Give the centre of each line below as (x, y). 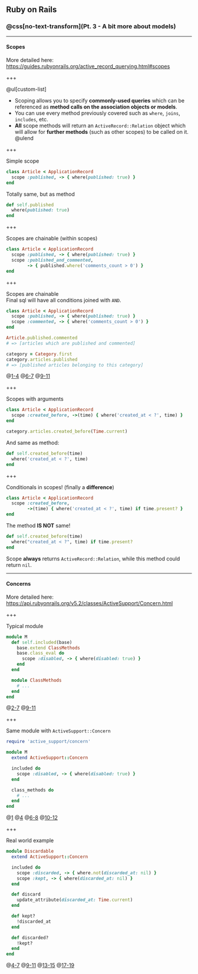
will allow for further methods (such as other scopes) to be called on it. (101, 131)
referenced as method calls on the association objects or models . (96, 107)
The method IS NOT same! (38, 526)
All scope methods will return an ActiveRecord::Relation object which (100, 126)
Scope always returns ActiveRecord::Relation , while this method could (93, 559)
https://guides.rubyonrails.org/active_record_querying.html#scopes (88, 66)
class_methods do (33, 790)
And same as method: (33, 443)
